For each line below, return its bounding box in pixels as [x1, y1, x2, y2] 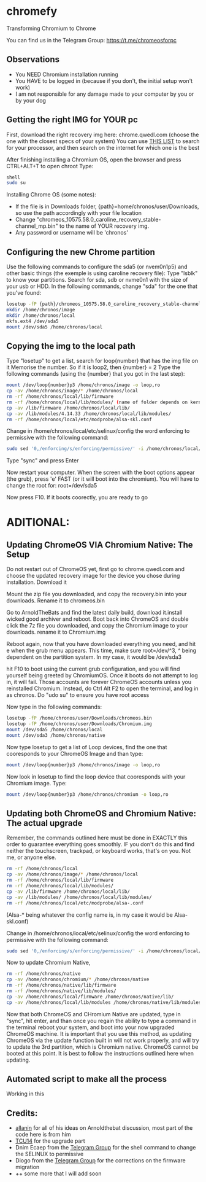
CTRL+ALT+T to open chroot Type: [6, 162, 94, 169]
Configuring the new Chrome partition [6, 247, 155, 257]
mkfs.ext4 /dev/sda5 [6, 318, 59, 324]
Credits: [6, 1108, 38, 1118]
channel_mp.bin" [15, 222, 58, 230]
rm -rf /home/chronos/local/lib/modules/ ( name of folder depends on [6, 399, 188, 405]
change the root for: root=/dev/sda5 [6, 482, 97, 489]
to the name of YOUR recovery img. [59, 222, 149, 230]
